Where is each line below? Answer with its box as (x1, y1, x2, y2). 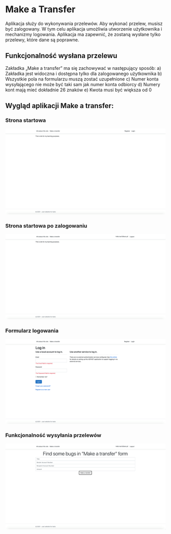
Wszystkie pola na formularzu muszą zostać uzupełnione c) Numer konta (5, 75, 159, 82)
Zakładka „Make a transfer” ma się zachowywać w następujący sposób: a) (5, 65, 161, 71)
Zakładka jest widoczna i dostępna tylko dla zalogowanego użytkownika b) (5, 70, 162, 77)
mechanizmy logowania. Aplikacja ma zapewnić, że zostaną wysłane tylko (5, 31, 161, 37)
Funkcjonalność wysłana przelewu (5, 52, 118, 60)
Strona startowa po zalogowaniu (5, 222, 88, 230)
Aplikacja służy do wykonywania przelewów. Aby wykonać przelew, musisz (5, 20, 163, 27)
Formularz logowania (5, 327, 59, 335)
